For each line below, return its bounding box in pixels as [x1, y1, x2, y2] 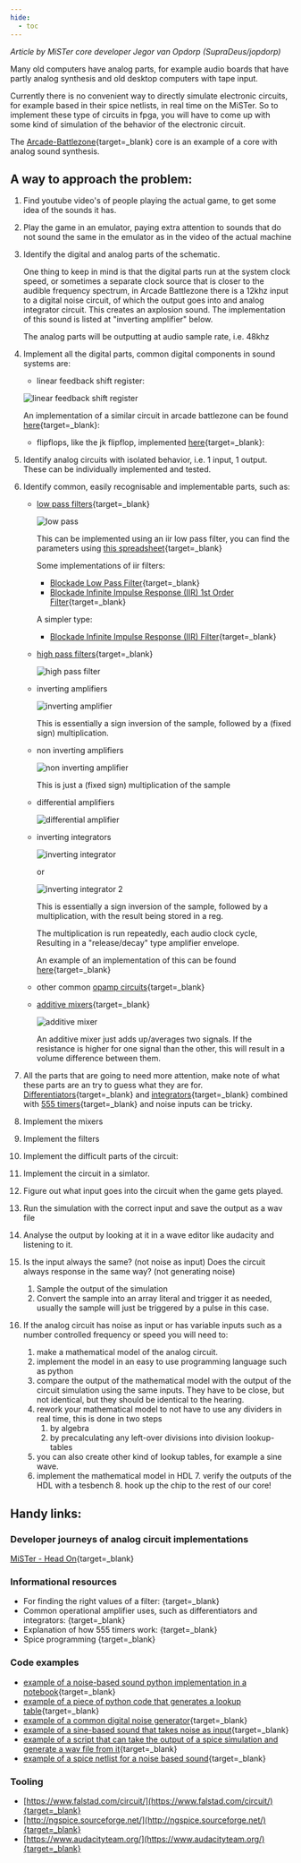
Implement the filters [22, 1134, 100, 1145]
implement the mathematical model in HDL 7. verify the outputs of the [36, 1471, 292, 1481]
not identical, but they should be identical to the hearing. [36, 1395, 245, 1405]
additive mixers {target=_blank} [36, 1000, 151, 1010]
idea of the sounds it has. [22, 205, 117, 216]
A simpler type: [36, 614, 93, 625]
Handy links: [10, 1506, 82, 1521]
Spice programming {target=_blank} [22, 1634, 155, 1644]
